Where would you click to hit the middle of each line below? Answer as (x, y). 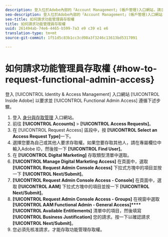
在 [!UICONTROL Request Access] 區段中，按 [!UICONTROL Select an (85, 130)
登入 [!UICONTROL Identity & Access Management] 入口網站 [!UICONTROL (82, 94)
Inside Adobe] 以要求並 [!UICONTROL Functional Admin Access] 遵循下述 (81, 100)
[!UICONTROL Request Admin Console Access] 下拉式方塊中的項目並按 (87, 167)
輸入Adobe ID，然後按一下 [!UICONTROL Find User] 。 (68, 149)
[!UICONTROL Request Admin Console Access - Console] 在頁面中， (85, 180)
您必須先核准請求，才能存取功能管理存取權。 (58, 229)
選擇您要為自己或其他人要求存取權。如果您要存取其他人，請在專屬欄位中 (87, 142)
